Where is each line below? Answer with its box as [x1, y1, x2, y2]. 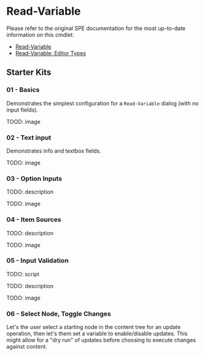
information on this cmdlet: [6, 31, 75, 38]
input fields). [6, 106, 39, 113]
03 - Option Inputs [6, 174, 63, 183]
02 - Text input [6, 133, 52, 142]
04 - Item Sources [6, 216, 61, 224]
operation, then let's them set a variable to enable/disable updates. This [6, 330, 188, 338]
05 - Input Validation [6, 256, 69, 265]
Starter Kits [6, 67, 52, 78]
